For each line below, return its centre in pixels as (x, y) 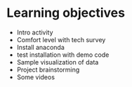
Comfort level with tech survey (61, 39)
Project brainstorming (48, 69)
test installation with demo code (63, 55)
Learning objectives (66, 13)
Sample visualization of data (58, 62)
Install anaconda (40, 47)
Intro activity (35, 32)
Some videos (36, 77)
